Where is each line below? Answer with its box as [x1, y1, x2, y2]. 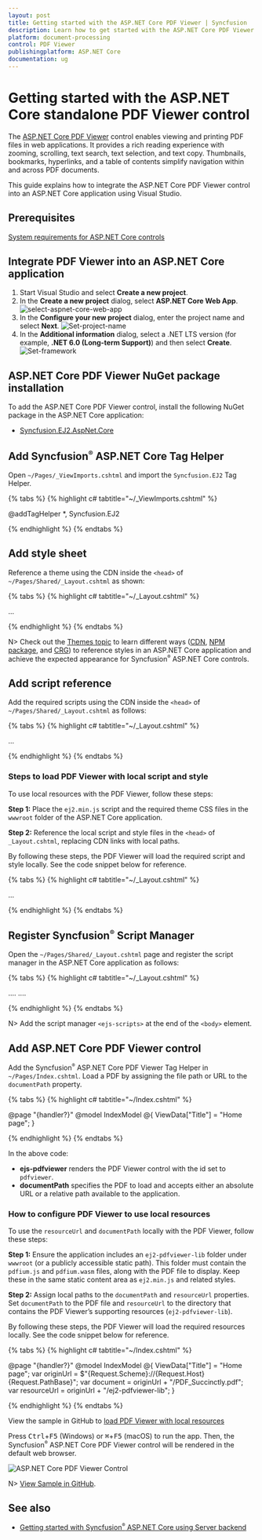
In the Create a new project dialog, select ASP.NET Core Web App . [19, 296, 238, 306]
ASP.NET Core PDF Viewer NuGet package [8, 369, 221, 382]
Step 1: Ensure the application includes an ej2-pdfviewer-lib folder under [8, 1250, 247, 1260]
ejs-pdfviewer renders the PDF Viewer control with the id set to [19, 1163, 226, 1173]
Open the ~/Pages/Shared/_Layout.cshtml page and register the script [8, 950, 234, 959]
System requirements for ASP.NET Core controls [8, 232, 165, 242]
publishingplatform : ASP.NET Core [8, 48, 122, 56]
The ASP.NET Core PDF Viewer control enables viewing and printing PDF [8, 131, 244, 141]
